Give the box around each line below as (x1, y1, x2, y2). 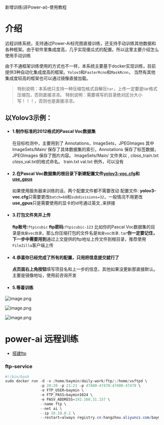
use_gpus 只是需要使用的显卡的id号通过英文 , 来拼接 (12, 200, 116, 206)
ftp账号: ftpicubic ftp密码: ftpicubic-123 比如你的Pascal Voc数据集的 (12, 224, 151, 229)
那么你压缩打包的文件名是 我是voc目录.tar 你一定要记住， (46, 230, 158, 236)
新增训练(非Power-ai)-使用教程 (5, 4, 67, 10)
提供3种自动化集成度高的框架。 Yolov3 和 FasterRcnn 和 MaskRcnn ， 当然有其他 (5, 69, 156, 75)
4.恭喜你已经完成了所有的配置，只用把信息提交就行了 (12, 254, 120, 260)
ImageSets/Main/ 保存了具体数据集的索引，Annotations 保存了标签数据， (12, 146, 159, 152)
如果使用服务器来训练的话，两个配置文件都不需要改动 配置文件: (12, 188, 139, 194)
